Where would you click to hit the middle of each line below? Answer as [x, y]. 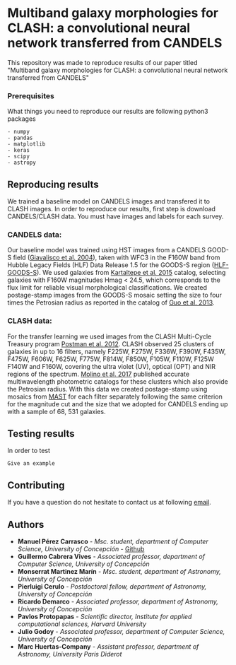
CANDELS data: [35, 235]
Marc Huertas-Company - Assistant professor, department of [108, 647]
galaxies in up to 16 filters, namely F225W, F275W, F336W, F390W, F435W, [117, 351]
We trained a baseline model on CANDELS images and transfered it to [109, 201]
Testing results [41, 434]
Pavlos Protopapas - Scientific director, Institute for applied [105, 617]
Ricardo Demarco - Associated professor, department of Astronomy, [118, 601]
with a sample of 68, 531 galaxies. [57, 411]
